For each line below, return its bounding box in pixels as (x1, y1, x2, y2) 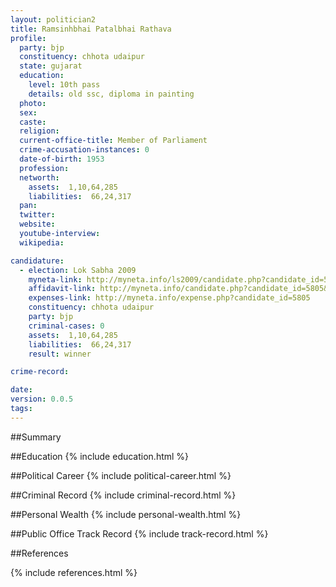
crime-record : (10, 367, 70, 377)
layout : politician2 (10, 14, 97, 25)
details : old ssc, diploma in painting (28, 89, 195, 99)
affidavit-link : (28, 284, 97, 294)
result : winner (28, 349, 92, 359)
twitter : (19, 210, 56, 220)
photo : (19, 98, 47, 108)
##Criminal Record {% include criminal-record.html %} (10, 489, 237, 501)
